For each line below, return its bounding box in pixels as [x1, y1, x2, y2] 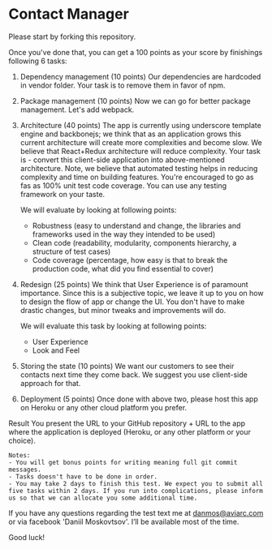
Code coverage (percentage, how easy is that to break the [32, 255, 228, 264]
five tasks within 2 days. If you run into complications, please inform [8, 487, 264, 495]
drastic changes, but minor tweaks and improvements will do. [19, 305, 227, 315]
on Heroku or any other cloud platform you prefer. [19, 402, 188, 412]
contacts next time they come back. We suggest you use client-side [19, 370, 248, 380]
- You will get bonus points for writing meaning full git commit [8, 458, 238, 466]
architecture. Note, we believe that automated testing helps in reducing [19, 163, 258, 173]
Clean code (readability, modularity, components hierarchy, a [32, 238, 237, 247]
